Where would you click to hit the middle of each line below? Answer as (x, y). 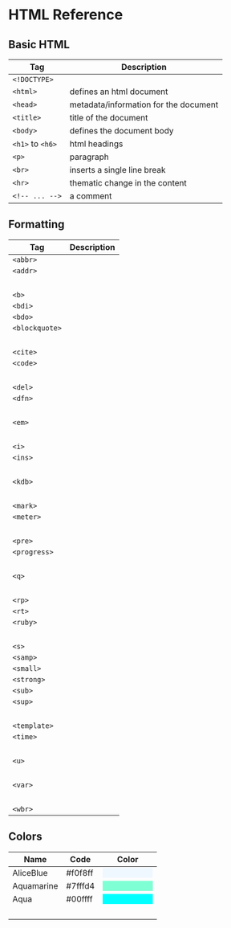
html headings (96, 144)
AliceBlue (30, 873)
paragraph (89, 157)
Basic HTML (39, 45)
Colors (25, 837)
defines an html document (119, 92)
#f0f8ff (80, 873)
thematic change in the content (128, 183)
